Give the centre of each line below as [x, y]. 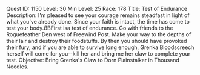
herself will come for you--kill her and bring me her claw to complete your [98, 54]
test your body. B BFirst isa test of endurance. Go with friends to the [90, 28]
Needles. [18, 67]
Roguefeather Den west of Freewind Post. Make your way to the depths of [99, 34]
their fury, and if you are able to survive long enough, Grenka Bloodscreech [100, 47]
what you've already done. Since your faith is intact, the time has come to [98, 21]
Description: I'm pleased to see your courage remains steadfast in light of [98, 15]
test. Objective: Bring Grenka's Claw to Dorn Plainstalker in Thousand [93, 60]
